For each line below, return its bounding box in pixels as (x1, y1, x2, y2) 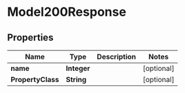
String (65, 75, 87, 84)
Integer (65, 63, 90, 73)
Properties (7, 32, 54, 43)
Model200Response (7, 4, 126, 20)
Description (96, 52, 137, 61)
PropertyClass (10, 75, 59, 84)
